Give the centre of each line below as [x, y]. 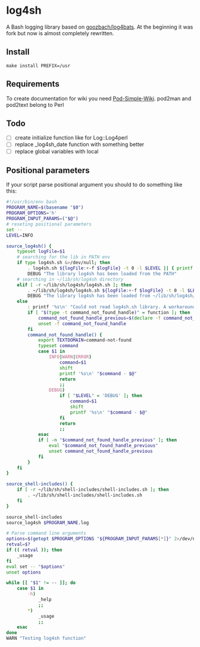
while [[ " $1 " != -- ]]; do [41, 583]
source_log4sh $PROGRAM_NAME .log [48, 522]
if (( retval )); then [34, 550]
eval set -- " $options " [36, 566]
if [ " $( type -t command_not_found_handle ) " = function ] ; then [109, 312]
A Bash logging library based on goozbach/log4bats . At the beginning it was [100, 27]
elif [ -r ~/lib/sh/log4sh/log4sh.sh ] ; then [74, 285]
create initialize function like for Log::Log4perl [71, 138]
